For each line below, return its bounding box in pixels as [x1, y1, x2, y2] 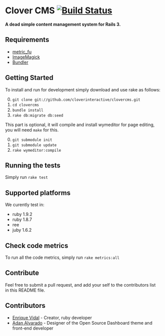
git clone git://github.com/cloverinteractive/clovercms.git [12, 97, 141, 102]
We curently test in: [5, 202, 44, 208]
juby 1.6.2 [12, 227, 32, 233]
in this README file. [5, 287, 45, 293]
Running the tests [5, 161, 61, 169]
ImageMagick [12, 54, 40, 60]
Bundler [12, 59, 29, 65]
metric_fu [12, 48, 32, 54]
